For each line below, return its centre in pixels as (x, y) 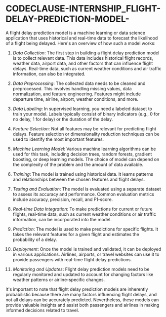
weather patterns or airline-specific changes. (59, 279)
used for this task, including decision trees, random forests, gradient (82, 154)
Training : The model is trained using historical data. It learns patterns (83, 174)
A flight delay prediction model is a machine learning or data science (75, 33)
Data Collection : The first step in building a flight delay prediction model (86, 53)
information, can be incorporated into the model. (62, 219)
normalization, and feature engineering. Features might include (77, 94)
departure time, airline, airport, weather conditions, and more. (76, 99)
